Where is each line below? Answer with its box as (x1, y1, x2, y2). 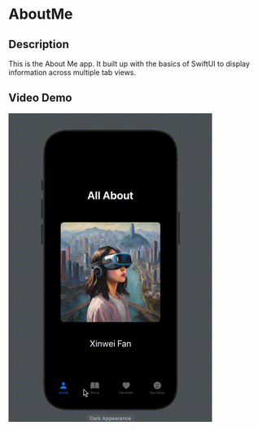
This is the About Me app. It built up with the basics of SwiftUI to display (8, 59, 251, 68)
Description (8, 37, 69, 51)
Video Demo (8, 91, 72, 105)
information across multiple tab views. (8, 68, 137, 77)
